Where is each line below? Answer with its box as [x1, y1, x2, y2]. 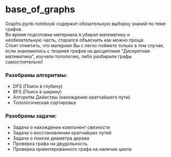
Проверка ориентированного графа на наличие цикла [12, 146, 132, 152]
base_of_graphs [5, 4, 75, 15]
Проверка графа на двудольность [12, 140, 88, 147]
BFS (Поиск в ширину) [12, 89, 62, 95]
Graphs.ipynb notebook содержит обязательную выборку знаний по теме [5, 21, 166, 27]
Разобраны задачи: [5, 112, 57, 120]
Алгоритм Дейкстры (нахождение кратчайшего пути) [12, 94, 130, 101]
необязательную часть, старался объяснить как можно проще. [5, 37, 145, 43]
